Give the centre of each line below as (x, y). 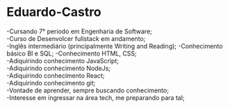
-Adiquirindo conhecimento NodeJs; (59, 68)
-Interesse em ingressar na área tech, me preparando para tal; (96, 97)
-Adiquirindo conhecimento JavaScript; (63, 60)
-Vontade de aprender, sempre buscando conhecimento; (88, 90)
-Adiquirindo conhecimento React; (56, 75)
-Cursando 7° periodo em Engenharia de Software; (79, 31)
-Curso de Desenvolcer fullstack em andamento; (76, 38)
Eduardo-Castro (54, 12)
